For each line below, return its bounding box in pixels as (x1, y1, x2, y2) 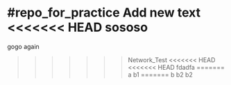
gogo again (7, 42, 40, 50)
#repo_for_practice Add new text (7, 5, 201, 21)
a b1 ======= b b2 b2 (128, 70, 193, 79)
